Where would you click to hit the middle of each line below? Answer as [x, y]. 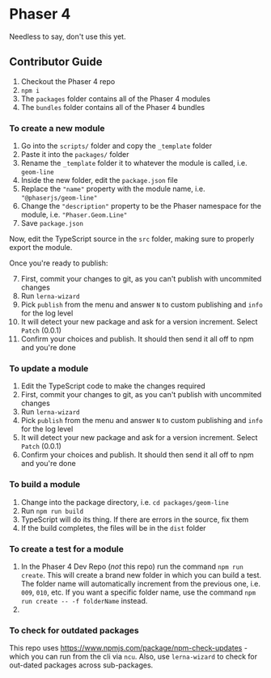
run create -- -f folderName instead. [84, 600]
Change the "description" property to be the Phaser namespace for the [141, 206]
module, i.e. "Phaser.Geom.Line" [74, 214]
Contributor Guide [56, 62]
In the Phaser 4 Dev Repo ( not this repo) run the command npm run [132, 566]
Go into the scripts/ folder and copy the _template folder [116, 146]
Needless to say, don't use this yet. [68, 36]
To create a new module [57, 128]
